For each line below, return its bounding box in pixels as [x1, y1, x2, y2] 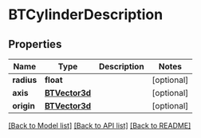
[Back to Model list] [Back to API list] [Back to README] [8, 121, 191, 130]
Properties [8, 37, 62, 51]
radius [12, 74, 37, 85]
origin [12, 101, 36, 111]
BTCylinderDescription [8, 6, 164, 24]
